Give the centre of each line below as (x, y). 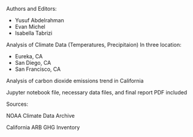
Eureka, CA (29, 56)
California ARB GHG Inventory (43, 127)
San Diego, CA (33, 63)
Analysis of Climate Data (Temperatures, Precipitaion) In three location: (94, 45)
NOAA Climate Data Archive (40, 116)
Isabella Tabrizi (34, 33)
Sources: (17, 104)
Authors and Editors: (31, 9)
